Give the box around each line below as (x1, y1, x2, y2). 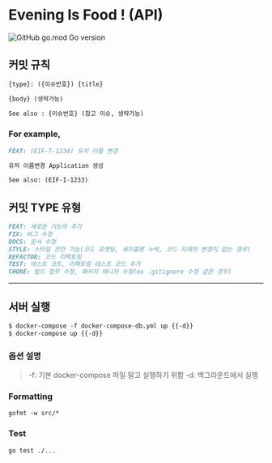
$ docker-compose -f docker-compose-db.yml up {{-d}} (8, 322, 194, 330)
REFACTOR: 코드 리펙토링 (8, 253, 83, 261)
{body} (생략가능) (8, 95, 64, 103)
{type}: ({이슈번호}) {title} (8, 79, 104, 88)
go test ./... (8, 446, 57, 455)
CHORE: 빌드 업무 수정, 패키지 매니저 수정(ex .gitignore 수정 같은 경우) (8, 268, 232, 277)
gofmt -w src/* (8, 409, 60, 418)
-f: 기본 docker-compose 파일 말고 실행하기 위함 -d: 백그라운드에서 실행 (28, 371, 259, 380)
